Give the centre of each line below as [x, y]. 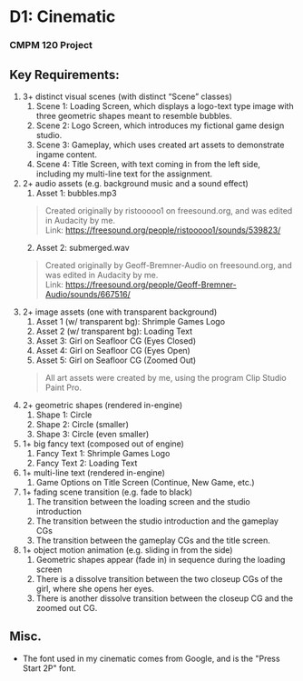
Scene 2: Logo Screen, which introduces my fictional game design [160, 125]
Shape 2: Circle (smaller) [82, 424]
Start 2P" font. [49, 668]
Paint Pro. [63, 387]
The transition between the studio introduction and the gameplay [157, 521]
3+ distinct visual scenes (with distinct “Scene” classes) [127, 96]
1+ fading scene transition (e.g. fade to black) [108, 492]
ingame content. [67, 154]
